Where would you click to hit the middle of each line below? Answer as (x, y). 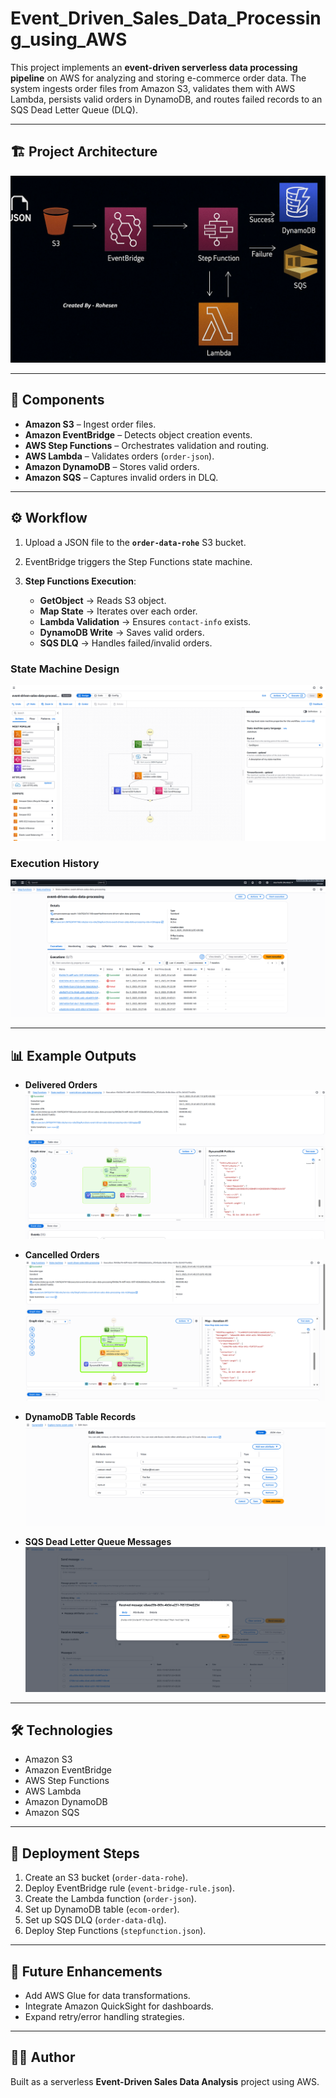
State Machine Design (65, 669)
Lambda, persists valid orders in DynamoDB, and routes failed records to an (166, 99)
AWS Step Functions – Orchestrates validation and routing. (147, 445)
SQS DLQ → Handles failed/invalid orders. (126, 643)
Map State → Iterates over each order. (118, 611)
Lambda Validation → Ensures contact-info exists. (145, 621)
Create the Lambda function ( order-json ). (110, 1899)
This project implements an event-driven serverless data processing (154, 67)
